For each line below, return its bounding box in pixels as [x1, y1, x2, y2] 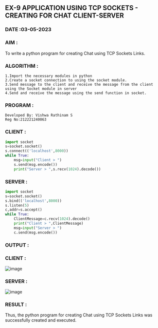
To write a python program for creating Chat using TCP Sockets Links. [5, 50, 145, 56]
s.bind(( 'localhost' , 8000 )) [5, 198, 62, 203]
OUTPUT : [5, 241, 29, 248]
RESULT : [5, 301, 27, 308]
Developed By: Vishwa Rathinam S [5, 113, 73, 118]
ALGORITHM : [5, 62, 38, 69]
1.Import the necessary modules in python [5, 73, 92, 78]
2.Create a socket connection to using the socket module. [5, 77, 127, 82]
